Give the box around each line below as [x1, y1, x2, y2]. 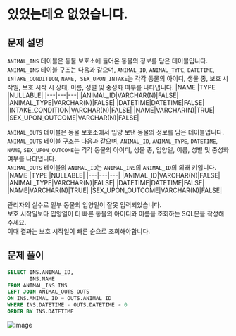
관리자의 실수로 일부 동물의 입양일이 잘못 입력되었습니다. [7, 201, 162, 209]
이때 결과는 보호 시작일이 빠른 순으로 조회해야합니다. [7, 227, 150, 235]
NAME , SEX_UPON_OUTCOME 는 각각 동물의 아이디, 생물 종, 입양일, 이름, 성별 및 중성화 [7, 146, 229, 154]
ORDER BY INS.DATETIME [7, 308, 74, 316]
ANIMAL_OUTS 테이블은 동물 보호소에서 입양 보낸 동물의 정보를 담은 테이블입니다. [7, 128, 224, 136]
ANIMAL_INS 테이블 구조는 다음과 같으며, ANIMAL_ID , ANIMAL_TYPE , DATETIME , [7, 66, 215, 74]
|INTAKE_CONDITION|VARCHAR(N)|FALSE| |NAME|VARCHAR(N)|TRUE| [7, 106, 216, 114]
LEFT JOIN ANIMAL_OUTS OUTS [7, 288, 90, 296]
